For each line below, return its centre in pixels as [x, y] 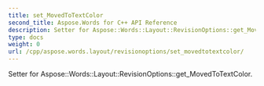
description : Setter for [49, 30]
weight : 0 [24, 45]
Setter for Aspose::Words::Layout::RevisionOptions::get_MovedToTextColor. [130, 74]
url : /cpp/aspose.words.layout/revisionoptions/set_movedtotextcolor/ [126, 52]
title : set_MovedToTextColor [56, 15]
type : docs [26, 37]
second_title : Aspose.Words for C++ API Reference [93, 23]
